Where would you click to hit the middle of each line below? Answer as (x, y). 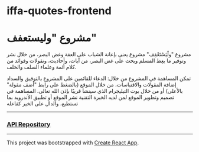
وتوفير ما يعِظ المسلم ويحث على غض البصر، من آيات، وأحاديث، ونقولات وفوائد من (97, 61)
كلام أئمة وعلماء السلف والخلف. (42, 67)
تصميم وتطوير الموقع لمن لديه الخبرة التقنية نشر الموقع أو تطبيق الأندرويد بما (91, 97)
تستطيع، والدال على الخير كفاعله (43, 104)
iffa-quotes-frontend (59, 11)
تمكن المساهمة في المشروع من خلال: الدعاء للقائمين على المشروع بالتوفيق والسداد (99, 79)
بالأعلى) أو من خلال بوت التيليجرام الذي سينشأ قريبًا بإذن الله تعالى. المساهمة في (95, 91)
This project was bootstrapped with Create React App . (73, 143)
